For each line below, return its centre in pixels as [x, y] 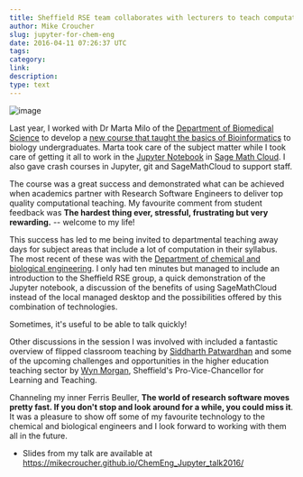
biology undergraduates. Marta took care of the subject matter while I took [148, 147]
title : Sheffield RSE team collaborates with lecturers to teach [134, 18]
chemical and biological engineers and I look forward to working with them [148, 426]
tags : [19, 51]
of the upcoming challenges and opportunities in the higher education [139, 361]
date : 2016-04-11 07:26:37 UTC [68, 43]
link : [19, 69]
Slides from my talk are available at [87, 453]
